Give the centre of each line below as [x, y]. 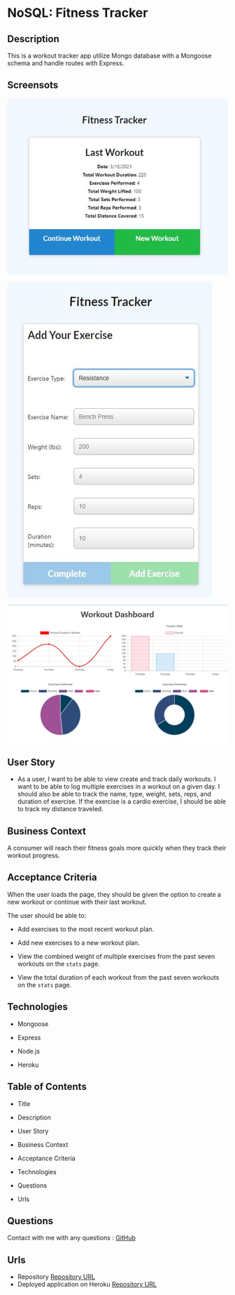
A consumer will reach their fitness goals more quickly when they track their [117, 848]
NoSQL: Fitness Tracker [78, 13]
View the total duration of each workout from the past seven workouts [118, 977]
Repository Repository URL [56, 1277]
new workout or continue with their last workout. [77, 902]
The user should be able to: [47, 915]
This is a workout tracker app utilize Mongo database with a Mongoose [109, 55]
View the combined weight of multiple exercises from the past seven [116, 956]
